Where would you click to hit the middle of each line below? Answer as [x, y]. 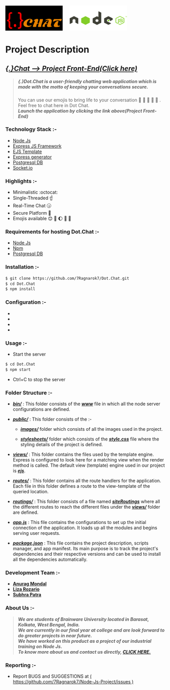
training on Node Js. [40, 646]
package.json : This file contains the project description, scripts [80, 543]
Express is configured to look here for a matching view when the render [88, 460]
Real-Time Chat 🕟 [32, 206]
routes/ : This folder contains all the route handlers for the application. [87, 480]
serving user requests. [36, 533]
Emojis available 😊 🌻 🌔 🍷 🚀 [42, 219]
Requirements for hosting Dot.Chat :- [52, 232]
